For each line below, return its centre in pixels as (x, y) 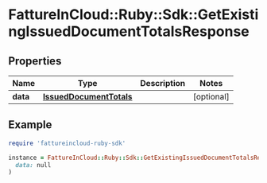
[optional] (211, 97)
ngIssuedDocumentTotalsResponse (129, 31)
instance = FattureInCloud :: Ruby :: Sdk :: (76, 158)
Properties (35, 61)
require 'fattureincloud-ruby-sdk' (67, 143)
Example (30, 125)
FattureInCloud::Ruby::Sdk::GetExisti (133, 15)
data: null (33, 165)
